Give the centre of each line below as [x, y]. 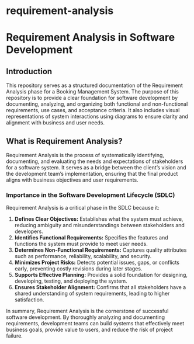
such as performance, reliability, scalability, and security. [83, 256]
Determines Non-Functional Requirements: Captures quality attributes [101, 250]
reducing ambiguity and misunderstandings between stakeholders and [100, 225]
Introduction [29, 71]
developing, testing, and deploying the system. [71, 281]
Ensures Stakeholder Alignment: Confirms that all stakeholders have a [100, 287]
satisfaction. [29, 300]
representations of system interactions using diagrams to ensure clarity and [97, 117]
